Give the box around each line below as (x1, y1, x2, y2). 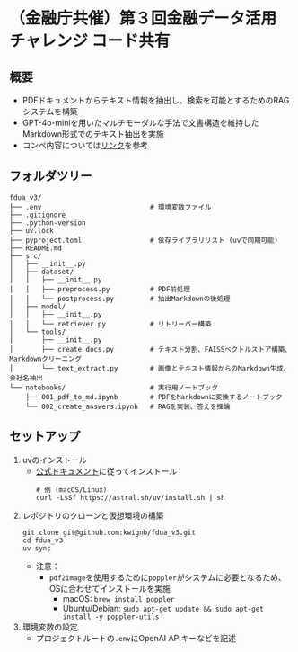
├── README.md (9, 244, 63, 253)
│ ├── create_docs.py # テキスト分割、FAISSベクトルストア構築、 (9, 344, 292, 353)
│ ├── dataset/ (9, 267, 74, 276)
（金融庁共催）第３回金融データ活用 (9, 8, 277, 29)
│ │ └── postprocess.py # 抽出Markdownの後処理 (9, 294, 231, 303)
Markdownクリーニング (9, 354, 83, 363)
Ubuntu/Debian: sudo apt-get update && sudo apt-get (62, 603, 265, 613)
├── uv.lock (9, 226, 54, 235)
